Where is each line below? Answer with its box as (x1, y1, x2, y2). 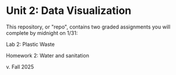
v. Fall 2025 (6, 63, 34, 70)
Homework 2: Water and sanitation (6, 52, 89, 59)
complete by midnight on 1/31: (6, 29, 78, 36)
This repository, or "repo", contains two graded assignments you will (6, 23, 171, 30)
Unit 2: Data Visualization (6, 4, 132, 17)
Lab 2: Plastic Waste (6, 41, 55, 48)
